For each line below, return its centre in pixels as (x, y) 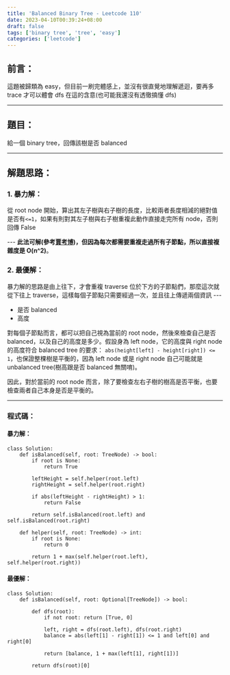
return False (62, 502)
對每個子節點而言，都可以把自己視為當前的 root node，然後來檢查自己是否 (112, 333)
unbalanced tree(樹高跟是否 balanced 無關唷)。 (74, 367)
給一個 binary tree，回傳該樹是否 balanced (67, 143)
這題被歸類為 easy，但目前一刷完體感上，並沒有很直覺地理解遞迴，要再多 (111, 86)
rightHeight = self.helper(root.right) (89, 484)
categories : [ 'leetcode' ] (44, 39)
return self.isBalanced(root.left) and (89, 514)
